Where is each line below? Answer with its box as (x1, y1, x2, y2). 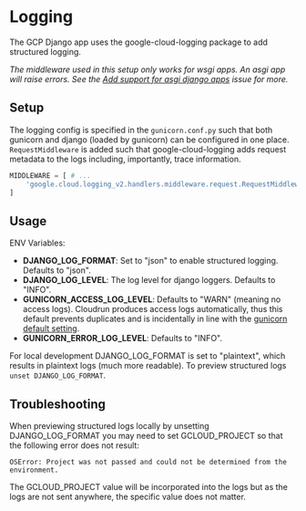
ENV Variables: (9, 237, 66, 248)
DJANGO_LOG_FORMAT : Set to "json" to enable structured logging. (22, 255, 279, 266)
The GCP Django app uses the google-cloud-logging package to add (9, 36, 269, 47)
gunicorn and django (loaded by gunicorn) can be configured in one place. (9, 134, 290, 145)
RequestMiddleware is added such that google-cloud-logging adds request (9, 143, 287, 154)
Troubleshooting (9, 396, 107, 412)
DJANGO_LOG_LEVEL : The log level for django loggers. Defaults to (22, 275, 276, 286)
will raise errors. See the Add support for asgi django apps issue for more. (9, 73, 289, 84)
